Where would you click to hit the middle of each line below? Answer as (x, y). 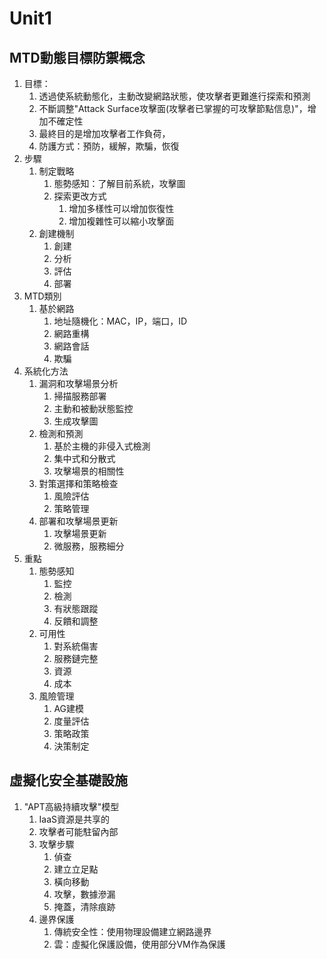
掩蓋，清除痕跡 (84, 906)
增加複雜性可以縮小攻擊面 (121, 221)
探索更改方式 (80, 196)
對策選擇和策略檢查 (78, 483)
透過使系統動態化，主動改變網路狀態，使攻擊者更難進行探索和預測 (174, 96)
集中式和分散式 (84, 458)
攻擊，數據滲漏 (84, 894)
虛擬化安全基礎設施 (68, 780)
